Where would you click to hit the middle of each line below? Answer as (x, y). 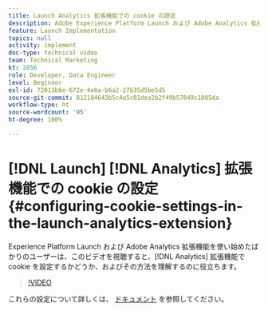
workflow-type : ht (39, 105)
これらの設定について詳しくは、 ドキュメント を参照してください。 (118, 299)
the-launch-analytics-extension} (120, 223)
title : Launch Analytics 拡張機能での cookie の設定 (93, 16)
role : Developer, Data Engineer (62, 75)
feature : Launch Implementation (62, 30)
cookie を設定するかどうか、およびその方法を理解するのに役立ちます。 (125, 266)
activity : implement (43, 46)
